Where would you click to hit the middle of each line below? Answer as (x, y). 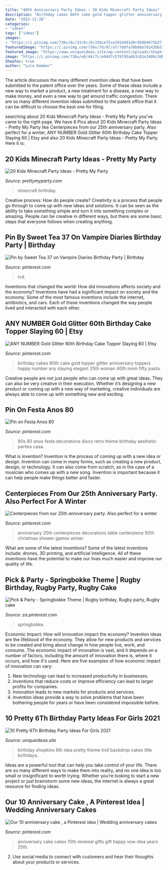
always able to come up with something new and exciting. (65, 394)
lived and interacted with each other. (43, 308)
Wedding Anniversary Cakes (51, 810)
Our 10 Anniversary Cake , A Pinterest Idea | (75, 802)
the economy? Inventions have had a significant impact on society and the (82, 292)
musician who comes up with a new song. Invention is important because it (82, 472)
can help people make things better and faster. (53, 478)
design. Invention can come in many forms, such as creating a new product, (83, 462)
